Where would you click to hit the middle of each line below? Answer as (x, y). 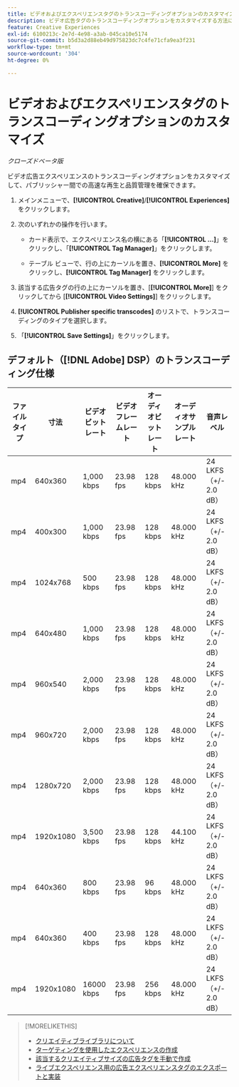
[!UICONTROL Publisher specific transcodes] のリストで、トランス (118, 311)
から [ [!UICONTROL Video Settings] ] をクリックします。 (132, 296)
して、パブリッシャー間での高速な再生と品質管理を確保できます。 (103, 185)
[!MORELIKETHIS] (51, 1026)
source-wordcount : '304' (44, 54)
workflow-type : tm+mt (39, 47)
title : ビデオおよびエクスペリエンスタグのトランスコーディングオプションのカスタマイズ (121, 14)
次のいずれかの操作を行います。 (64, 224)
